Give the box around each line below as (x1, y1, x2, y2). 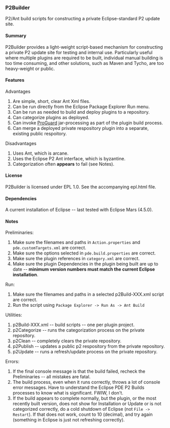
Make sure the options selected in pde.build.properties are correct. (12, 250, 156, 256)
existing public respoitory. (12, 130, 67, 136)
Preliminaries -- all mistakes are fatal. (12, 374, 91, 380)
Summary (5, 32, 26, 39)
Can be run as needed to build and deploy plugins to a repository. (12, 109, 150, 115)
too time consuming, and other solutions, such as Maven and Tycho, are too (5, 60, 164, 66)
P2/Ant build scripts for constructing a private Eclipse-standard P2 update (5, 16, 160, 22)
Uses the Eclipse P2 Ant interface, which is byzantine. (12, 155, 126, 161)
